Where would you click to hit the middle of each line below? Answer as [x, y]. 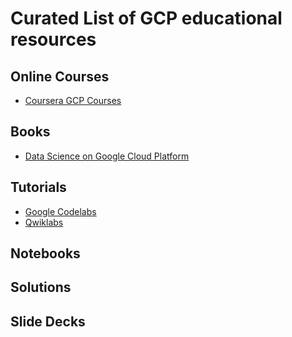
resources [53, 39]
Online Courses [60, 76]
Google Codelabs [60, 211]
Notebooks [45, 253]
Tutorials [38, 187]
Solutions [41, 287]
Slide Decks [48, 321]
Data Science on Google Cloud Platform [107, 156]
